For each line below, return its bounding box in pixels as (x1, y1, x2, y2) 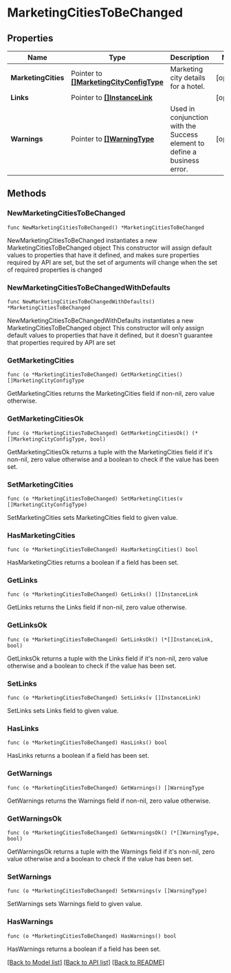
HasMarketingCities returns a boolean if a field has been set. (7, 559, 179, 567)
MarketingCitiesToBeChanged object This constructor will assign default (7, 243, 212, 252)
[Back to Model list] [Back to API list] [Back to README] (7, 958, 165, 966)
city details (170, 73, 206, 82)
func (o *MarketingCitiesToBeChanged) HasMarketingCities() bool (7, 546, 198, 553)
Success (170, 130, 198, 139)
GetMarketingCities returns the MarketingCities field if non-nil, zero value (7, 390, 215, 398)
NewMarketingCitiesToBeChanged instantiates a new (7, 236, 157, 244)
